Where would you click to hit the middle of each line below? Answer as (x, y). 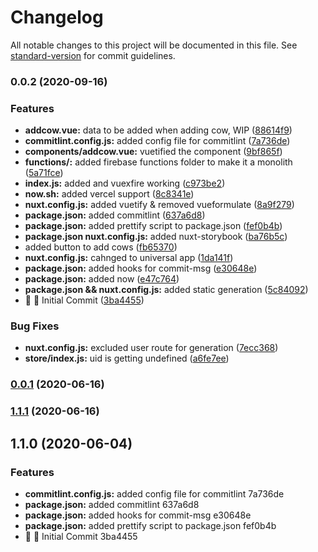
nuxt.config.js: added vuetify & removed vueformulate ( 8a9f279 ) (159, 205)
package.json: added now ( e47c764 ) (102, 279)
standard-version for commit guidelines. (93, 55)
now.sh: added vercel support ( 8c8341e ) (109, 194)
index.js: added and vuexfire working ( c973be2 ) (125, 183)
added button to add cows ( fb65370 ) (101, 247)
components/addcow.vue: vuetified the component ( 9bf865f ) (153, 152)
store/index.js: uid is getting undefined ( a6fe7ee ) (127, 358)
